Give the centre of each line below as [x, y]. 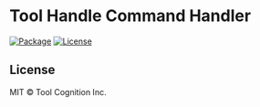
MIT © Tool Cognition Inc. [58, 91]
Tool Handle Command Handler [130, 16]
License [32, 70]
